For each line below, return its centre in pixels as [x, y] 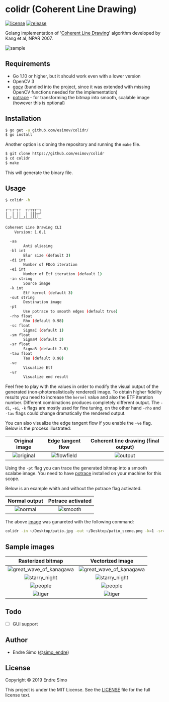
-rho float [21, 316]
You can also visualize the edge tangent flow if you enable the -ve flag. [79, 423]
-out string [22, 297]
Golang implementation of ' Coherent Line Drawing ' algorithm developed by [83, 33]
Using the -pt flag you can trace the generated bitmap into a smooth [76, 468]
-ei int [18, 269]
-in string [21, 279]
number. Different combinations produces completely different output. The [82, 403]
